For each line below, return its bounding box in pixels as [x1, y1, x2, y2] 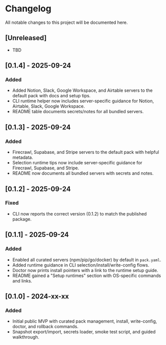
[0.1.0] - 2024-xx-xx [5, 292, 69, 300]
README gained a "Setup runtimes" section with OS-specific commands [12, 273, 161, 278]
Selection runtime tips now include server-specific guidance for [12, 160, 143, 166]
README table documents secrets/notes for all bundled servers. [12, 109, 144, 115]
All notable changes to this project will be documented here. [5, 19, 128, 25]
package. [12, 216, 32, 222]
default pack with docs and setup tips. [12, 93, 91, 99]
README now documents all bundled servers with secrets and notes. [12, 170, 154, 176]
